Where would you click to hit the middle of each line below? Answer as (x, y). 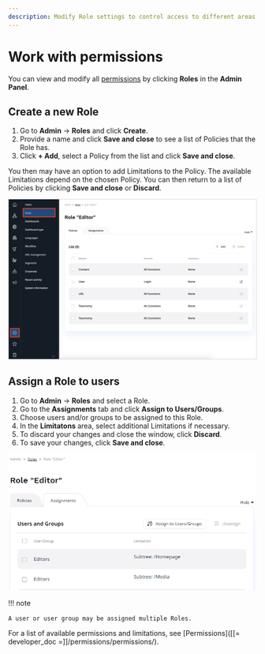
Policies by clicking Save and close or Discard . (85, 188)
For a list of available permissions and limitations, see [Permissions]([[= (124, 633)
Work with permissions (86, 56)
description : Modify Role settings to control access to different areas (132, 17)
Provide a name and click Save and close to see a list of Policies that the (138, 139)
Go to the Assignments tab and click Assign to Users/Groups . (122, 409)
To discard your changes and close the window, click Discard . (121, 434)
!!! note (20, 603)
